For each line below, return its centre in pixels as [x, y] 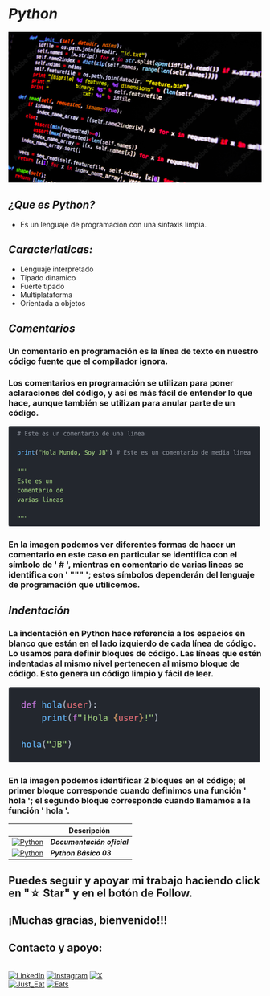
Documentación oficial [89, 842]
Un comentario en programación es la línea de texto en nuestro [133, 351]
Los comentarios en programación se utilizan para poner [121, 382]
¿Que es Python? [52, 205]
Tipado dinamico [48, 277]
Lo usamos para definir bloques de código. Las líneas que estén [135, 654]
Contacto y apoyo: [55, 947]
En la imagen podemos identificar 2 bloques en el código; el [127, 780]
